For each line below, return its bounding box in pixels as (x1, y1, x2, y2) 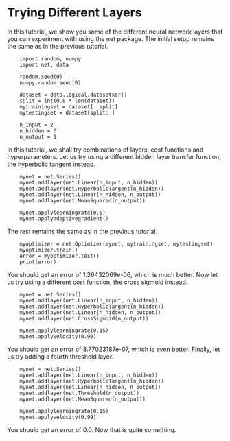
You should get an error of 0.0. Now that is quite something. (7, 425, 176, 433)
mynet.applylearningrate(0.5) (19, 209, 106, 216)
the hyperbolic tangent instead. (7, 160, 96, 168)
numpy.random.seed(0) (19, 79, 81, 86)
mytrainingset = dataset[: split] (19, 103, 118, 110)
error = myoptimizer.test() (19, 252, 100, 259)
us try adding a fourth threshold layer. (7, 352, 114, 361)
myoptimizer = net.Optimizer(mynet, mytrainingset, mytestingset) (19, 240, 214, 248)
